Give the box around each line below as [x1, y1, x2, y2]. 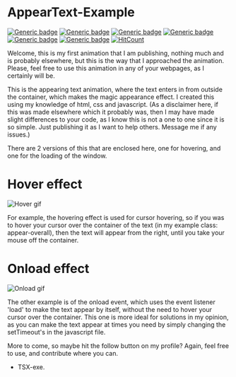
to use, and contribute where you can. [7, 349, 119, 357]
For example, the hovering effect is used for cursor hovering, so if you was [7, 213, 225, 221]
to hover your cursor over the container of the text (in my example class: [7, 221, 218, 229]
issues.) [7, 130, 30, 139]
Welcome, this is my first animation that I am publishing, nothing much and [7, 49, 224, 57]
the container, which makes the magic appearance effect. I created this [7, 93, 215, 101]
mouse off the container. [7, 236, 79, 244]
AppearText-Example [7, 4, 136, 21]
